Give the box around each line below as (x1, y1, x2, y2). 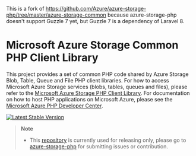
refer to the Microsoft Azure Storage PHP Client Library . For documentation (6, 89, 190, 97)
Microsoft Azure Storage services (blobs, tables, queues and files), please (6, 83, 188, 90)
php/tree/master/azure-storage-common (6, 11, 107, 18)
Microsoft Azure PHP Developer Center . (6, 102, 103, 109)
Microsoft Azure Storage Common (6, 39, 179, 52)
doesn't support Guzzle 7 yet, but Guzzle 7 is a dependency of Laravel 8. (6, 18, 185, 24)
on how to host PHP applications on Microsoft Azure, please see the (6, 95, 173, 103)
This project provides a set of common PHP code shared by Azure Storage (6, 71, 189, 78)
